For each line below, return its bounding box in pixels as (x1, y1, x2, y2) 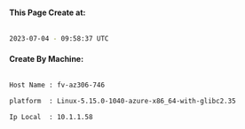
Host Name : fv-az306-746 (9, 80, 105, 90)
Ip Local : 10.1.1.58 (9, 113, 93, 122)
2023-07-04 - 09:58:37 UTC (9, 34, 109, 43)
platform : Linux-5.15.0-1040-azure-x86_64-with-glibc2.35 (9, 97, 237, 106)
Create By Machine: (9, 53, 84, 64)
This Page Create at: (9, 7, 86, 18)
